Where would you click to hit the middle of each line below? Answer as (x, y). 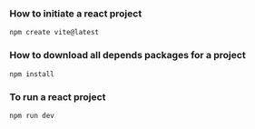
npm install (32, 74)
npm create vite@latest (54, 33)
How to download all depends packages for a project (128, 55)
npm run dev (32, 115)
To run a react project (58, 96)
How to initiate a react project (76, 14)
